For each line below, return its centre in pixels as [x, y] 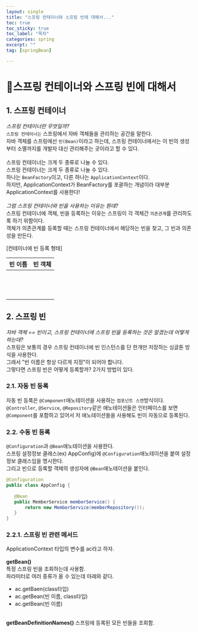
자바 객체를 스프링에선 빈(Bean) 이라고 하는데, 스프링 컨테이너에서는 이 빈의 [92, 141]
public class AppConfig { [38, 486]
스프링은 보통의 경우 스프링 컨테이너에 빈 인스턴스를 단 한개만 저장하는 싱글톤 [95, 347]
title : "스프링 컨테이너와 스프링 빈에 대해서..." [60, 17]
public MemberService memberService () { [65, 502]
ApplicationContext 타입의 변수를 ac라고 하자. [60, 549]
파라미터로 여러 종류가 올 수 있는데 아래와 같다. [60, 576]
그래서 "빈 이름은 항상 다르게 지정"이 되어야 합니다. [65, 362]
